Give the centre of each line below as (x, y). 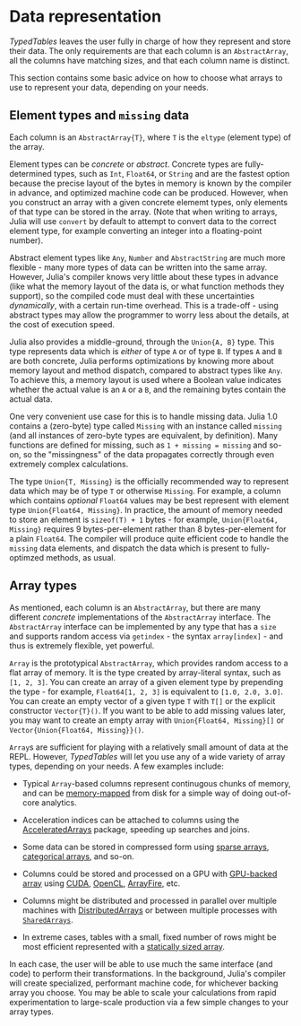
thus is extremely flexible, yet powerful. (82, 645)
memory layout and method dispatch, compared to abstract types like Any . (146, 370)
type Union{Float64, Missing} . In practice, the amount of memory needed (146, 509)
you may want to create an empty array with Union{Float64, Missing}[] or (147, 720)
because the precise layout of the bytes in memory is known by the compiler (150, 183)
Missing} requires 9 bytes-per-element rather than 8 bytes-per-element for (148, 529)
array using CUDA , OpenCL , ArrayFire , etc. (101, 883)
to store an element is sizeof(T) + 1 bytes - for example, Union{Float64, (144, 519)
